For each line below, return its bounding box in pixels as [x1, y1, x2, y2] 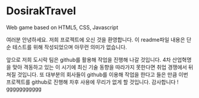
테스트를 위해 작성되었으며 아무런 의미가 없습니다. [12, 43, 127, 50]
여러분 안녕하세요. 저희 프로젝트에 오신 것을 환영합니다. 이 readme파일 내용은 [6, 36, 186, 43]
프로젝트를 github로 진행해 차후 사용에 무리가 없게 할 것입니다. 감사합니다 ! [6, 78, 179, 86]
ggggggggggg [6, 85, 42, 92]
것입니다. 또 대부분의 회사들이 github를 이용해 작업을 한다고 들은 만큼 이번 [17, 71, 189, 78]
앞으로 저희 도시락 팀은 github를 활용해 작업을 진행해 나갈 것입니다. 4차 [6, 56, 171, 63]
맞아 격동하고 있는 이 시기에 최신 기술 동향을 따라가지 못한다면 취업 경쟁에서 [12, 64, 188, 71]
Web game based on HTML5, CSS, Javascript [6, 24, 119, 31]
